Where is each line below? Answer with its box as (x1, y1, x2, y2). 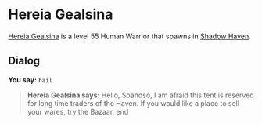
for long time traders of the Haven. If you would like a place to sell (27, 98, 240, 108)
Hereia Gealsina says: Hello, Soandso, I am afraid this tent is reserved (27, 90, 254, 100)
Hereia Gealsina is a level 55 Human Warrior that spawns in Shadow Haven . (8, 31, 252, 41)
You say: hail (8, 75, 53, 84)
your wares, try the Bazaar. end (27, 107, 129, 116)
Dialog (8, 54, 41, 67)
